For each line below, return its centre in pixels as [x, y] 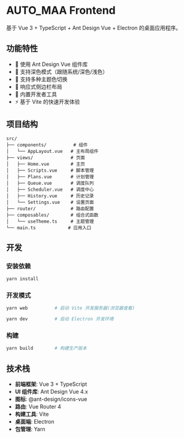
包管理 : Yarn [30, 429]
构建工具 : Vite [32, 414]
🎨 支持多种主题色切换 [41, 79]
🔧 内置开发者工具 [36, 94]
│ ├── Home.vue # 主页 [46, 164]
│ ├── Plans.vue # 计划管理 [50, 177]
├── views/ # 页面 [46, 157]
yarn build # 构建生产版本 [46, 349]
